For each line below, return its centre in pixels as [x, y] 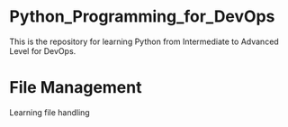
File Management [76, 88]
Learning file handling [49, 112]
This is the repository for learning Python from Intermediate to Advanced [144, 41]
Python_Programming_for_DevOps [142, 17]
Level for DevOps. [43, 50]
